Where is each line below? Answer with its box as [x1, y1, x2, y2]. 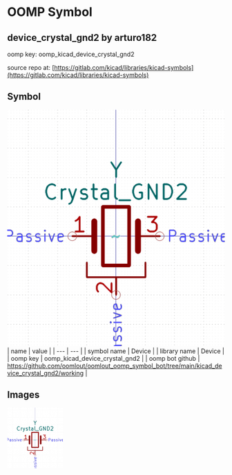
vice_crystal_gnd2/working [7, 368, 84, 377]
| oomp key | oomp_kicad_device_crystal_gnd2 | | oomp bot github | [7, 354, 200, 362]
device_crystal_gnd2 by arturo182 [7, 32, 157, 44]
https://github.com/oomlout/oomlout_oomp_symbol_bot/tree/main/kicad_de [7, 361, 222, 370]
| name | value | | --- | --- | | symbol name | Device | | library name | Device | [7, 347, 224, 355]
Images [7, 389, 40, 401]
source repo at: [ [7, 64, 55, 71]
